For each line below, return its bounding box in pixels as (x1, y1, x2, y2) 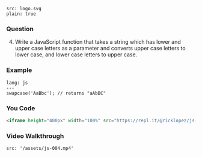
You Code (6, 104, 35, 112)
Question (6, 25, 34, 33)
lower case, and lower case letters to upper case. (14, 51, 138, 58)
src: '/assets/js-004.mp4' (6, 146, 74, 152)
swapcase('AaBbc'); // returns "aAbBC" (6, 90, 106, 96)
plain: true (6, 11, 36, 17)
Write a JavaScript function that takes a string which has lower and (14, 38, 182, 46)
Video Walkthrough (6, 132, 64, 140)
